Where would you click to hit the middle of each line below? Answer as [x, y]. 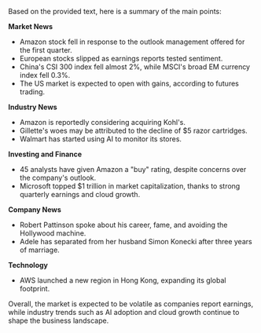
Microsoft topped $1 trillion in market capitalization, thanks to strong [130, 186]
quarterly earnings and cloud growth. [80, 194]
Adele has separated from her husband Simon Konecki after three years [136, 242]
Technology [28, 265]
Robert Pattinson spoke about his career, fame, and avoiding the [123, 225]
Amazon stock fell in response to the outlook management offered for [132, 42]
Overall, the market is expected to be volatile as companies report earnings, [131, 304]
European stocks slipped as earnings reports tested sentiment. [121, 59]
